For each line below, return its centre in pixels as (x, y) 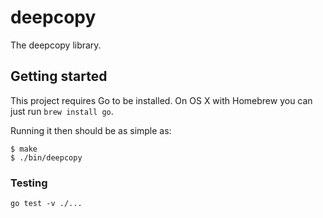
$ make (24, 149)
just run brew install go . (62, 111)
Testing (29, 183)
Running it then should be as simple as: (91, 130)
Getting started (59, 76)
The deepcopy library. (56, 45)
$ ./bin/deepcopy (46, 157)
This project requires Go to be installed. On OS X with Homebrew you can (161, 100)
